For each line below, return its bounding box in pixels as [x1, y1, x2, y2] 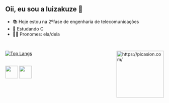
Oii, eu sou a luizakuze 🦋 [5, 5, 83, 13]
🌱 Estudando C [12, 25, 44, 31]
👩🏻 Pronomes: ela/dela [12, 31, 60, 37]
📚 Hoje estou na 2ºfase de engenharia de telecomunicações [12, 18, 139, 24]
